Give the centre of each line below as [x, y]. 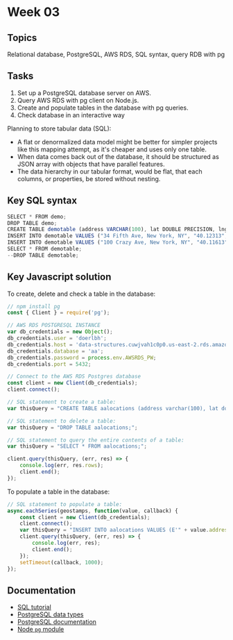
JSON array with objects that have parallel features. [91, 164]
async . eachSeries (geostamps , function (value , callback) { [93, 511]
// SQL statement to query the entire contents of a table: [96, 440]
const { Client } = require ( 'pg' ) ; [59, 313]
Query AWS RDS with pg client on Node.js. [78, 100]
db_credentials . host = [40, 344]
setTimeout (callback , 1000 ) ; [62, 562]
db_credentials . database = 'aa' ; [55, 351]
